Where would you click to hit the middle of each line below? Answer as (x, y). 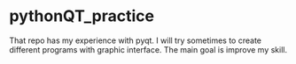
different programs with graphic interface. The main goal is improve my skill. (148, 49)
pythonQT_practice (82, 16)
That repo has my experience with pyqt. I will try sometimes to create (135, 40)
